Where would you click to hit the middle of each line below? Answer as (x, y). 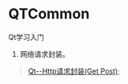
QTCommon (49, 14)
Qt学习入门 (26, 37)
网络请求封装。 (44, 54)
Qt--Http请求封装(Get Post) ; (74, 71)
